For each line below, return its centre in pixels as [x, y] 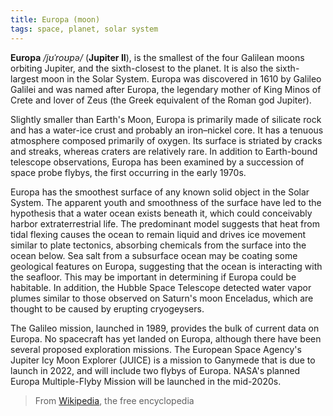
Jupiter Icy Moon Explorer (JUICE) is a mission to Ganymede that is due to [163, 360]
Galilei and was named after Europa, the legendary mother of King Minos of [166, 89]
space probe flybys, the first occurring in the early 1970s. [128, 172]
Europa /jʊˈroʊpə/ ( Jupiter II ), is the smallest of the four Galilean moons [157, 57]
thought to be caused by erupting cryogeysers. [107, 308]
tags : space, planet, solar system [84, 29]
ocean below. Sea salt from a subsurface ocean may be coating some [154, 255]
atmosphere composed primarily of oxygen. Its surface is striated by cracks [166, 140]
